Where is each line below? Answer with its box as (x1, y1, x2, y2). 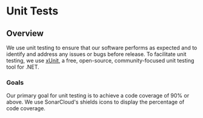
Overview (6, 28, 44, 39)
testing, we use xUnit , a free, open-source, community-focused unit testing (6, 57, 195, 64)
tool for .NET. (6, 63, 39, 70)
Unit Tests (6, 4, 59, 18)
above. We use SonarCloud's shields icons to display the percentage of (6, 98, 185, 106)
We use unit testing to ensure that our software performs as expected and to (6, 44, 198, 51)
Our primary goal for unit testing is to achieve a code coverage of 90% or (6, 92, 190, 99)
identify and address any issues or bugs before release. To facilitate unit (6, 51, 187, 58)
